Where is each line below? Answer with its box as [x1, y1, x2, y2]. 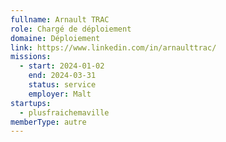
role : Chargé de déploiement [10, 24, 132, 34]
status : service [28, 80, 97, 90]
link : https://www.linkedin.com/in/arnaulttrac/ [10, 42, 217, 53]
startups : [10, 98, 52, 108]
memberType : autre [10, 117, 87, 127]
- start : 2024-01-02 [19, 61, 105, 71]
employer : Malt [28, 89, 92, 99]
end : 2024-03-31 [28, 71, 97, 81]
